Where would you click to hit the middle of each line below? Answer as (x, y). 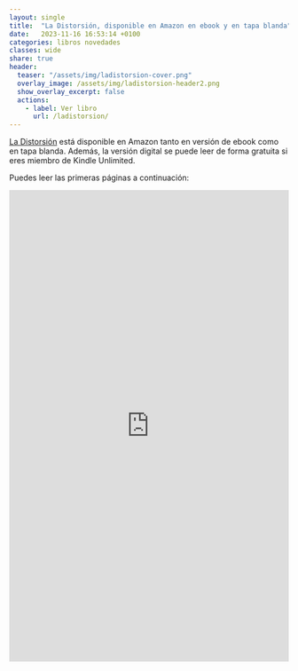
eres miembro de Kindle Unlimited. (72, 161)
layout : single (37, 17)
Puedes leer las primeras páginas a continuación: (99, 178)
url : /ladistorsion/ (71, 116)
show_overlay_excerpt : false (71, 91)
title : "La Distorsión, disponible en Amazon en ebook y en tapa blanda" (150, 26)
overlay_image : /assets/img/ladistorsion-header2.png (118, 83)
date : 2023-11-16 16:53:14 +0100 (75, 34)
